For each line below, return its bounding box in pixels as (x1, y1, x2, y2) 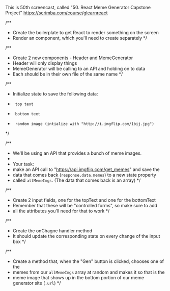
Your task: (12, 161, 34, 167)
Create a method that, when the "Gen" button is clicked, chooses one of (12, 258, 164, 264)
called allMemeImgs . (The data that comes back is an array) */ (12, 177, 141, 183)
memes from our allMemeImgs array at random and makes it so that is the (12, 269, 165, 275)
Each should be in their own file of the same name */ (12, 71, 123, 77)
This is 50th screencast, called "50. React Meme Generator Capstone (5, 5, 151, 10)
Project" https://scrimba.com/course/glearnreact (5, 10, 108, 16)
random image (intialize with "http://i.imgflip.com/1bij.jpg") (15, 122, 154, 127)
